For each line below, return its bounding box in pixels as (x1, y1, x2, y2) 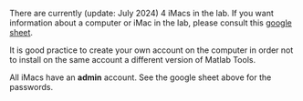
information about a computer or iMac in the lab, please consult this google (9, 17, 292, 28)
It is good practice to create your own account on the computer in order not (9, 45, 294, 56)
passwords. (9, 82, 53, 92)
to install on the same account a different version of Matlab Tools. (9, 55, 256, 65)
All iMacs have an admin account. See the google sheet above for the (9, 72, 272, 83)
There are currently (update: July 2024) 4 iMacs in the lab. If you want (9, 8, 274, 18)
